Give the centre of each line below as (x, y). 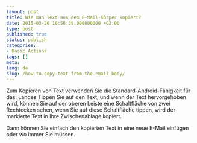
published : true (27, 34)
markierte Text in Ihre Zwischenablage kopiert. (64, 116)
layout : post (23, 12)
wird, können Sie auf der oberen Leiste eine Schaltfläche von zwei (88, 104)
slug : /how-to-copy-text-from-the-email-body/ (66, 74)
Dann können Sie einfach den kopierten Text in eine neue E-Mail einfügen (98, 128)
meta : (13, 62)
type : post (20, 29)
